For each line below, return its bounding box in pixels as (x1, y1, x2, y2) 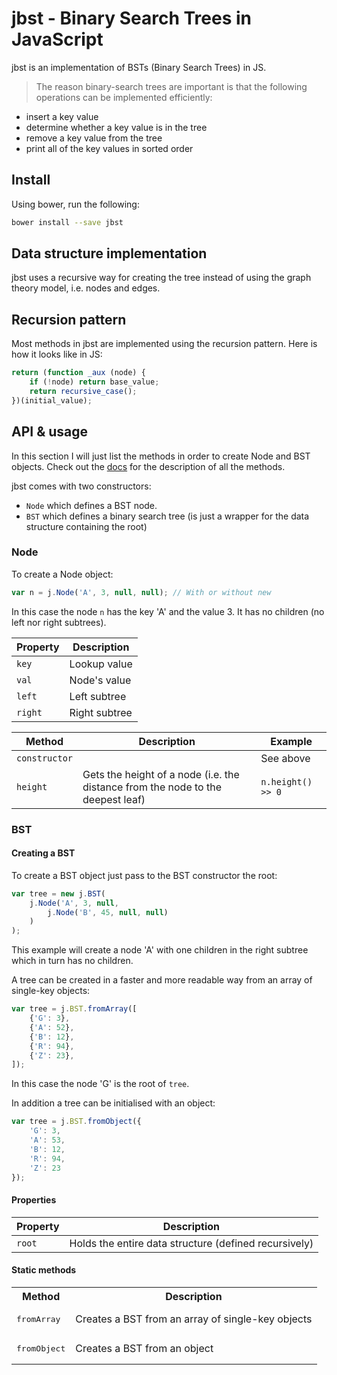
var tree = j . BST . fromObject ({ (11, 1117, 142, 1127)
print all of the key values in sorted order (25, 142, 194, 154)
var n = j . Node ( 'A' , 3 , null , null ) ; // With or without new (11, 587, 272, 597)
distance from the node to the (82, 780, 223, 794)
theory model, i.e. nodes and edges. (11, 282, 161, 294)
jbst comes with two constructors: (11, 480, 152, 492)
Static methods (11, 1264, 77, 1276)
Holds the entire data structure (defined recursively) (69, 1236, 314, 1250)
